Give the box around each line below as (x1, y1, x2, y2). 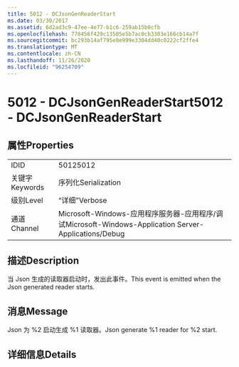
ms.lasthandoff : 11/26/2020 (7, 57, 91, 64)
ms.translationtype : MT (7, 43, 78, 51)
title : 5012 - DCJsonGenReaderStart (7, 10, 116, 18)
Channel (11, 223, 39, 233)
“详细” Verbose (58, 195, 107, 205)
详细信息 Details (7, 348, 77, 361)
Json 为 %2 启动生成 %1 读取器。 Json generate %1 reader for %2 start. (7, 326, 218, 334)
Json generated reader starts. (7, 283, 95, 291)
